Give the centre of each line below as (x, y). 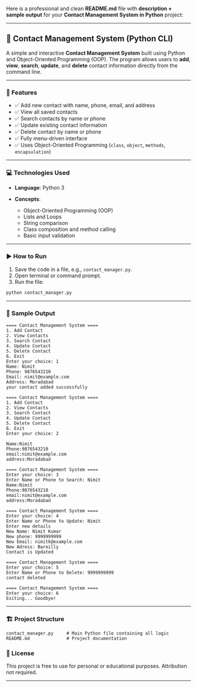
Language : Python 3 (39, 188)
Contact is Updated (30, 552)
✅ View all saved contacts (46, 112)
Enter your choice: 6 (33, 593)
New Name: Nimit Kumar (34, 531)
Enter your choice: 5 (33, 567)
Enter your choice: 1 (33, 361)
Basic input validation (49, 235)
